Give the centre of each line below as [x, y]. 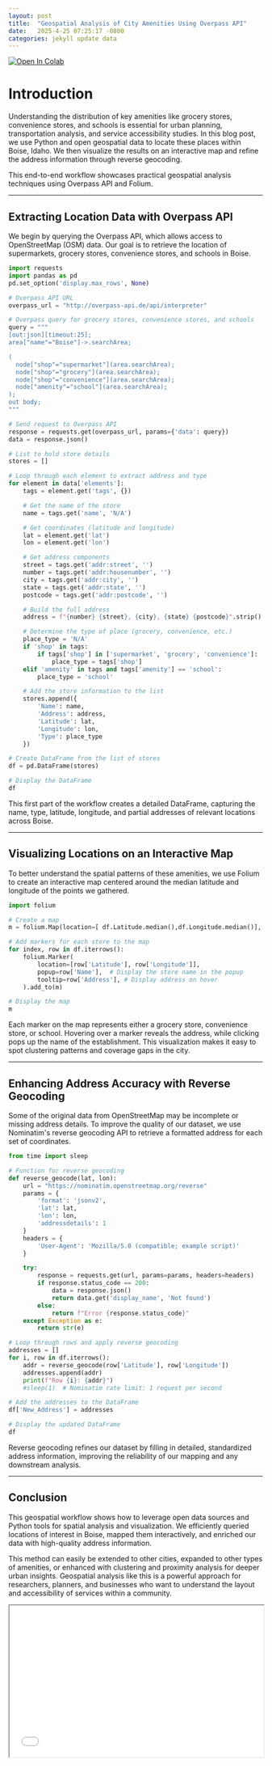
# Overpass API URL [41, 298]
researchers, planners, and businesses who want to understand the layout [132, 1584]
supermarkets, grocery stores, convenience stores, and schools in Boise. [130, 253]
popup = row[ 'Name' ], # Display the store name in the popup [140, 972]
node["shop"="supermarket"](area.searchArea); [95, 365]
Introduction [51, 94]
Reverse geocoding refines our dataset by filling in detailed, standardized [130, 1447]
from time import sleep [48, 1156]
